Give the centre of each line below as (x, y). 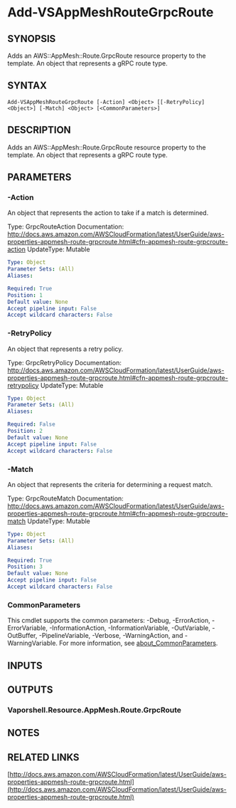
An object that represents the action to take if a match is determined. (108, 213)
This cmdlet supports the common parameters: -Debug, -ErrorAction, (109, 621)
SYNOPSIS (32, 39)
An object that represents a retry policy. (65, 349)
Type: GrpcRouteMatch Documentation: (66, 498)
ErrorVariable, (28, 628)
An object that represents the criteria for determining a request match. (110, 484)
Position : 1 (25, 295)
